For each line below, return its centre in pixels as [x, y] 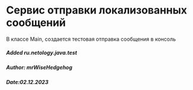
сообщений [36, 23]
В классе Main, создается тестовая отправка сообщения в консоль [91, 39]
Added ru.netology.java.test [42, 52]
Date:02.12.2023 [27, 82]
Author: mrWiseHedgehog [39, 67]
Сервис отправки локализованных [97, 10]
